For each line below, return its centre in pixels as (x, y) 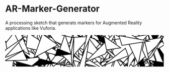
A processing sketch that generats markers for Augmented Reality (74, 23)
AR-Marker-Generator (52, 9)
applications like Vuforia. (31, 28)
